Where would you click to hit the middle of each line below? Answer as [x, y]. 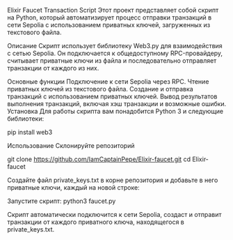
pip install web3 [30, 132]
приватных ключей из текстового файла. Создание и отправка [100, 89]
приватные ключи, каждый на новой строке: [74, 187]
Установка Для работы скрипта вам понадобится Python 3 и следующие [115, 111]
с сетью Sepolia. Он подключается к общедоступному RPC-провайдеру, [115, 53]
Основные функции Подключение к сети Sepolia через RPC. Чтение [108, 82]
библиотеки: [25, 119]
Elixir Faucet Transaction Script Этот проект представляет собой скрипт [113, 10]
